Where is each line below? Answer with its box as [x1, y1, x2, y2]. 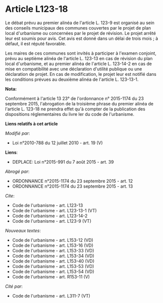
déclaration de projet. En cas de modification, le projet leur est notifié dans [5, 71, 157, 77]
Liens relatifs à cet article [5, 121, 58, 127]
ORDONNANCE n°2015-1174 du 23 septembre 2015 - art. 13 [12, 183, 133, 189]
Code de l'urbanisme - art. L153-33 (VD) [12, 247, 95, 253]
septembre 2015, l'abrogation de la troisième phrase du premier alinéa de [5, 101, 154, 106]
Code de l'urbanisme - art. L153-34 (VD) [12, 253, 95, 259]
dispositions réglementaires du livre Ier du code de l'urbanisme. [5, 111, 134, 117]
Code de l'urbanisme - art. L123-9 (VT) [12, 218, 92, 224]
